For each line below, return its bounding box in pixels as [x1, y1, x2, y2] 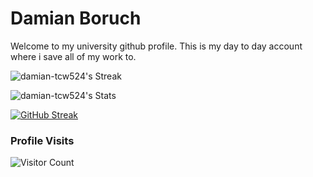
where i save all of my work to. [10, 50, 137, 62]
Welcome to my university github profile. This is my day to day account [10, 40, 303, 52]
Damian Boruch [10, 7, 142, 30]
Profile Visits [10, 133, 75, 147]
